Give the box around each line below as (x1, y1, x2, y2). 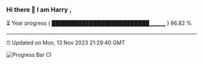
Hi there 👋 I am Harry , (6, 5, 72, 14)
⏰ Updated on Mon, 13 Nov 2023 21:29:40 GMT (6, 39, 125, 46)
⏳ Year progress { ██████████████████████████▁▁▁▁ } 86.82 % (6, 19, 192, 27)
